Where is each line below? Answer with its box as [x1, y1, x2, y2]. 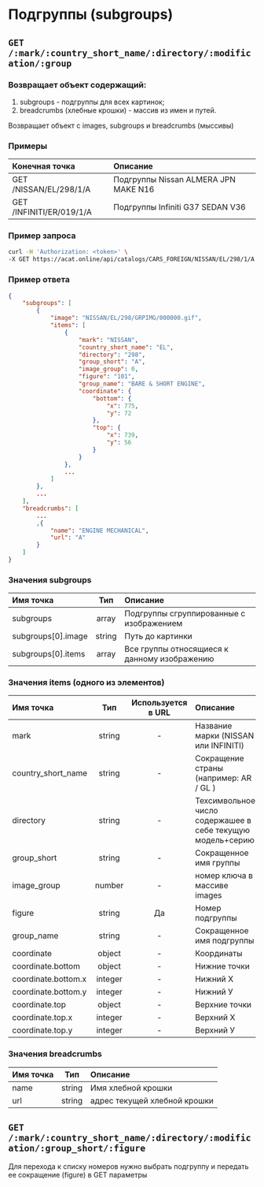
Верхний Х [195, 1012, 236, 1023]
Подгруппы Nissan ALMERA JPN [113, 174, 236, 185]
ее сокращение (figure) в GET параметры [8, 1170, 148, 1179]
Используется [130, 698, 188, 709]
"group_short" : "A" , [78, 358, 146, 366]
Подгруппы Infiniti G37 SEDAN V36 [113, 202, 246, 213]
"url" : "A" [49, 534, 86, 541]
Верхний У [195, 1025, 236, 1036]
